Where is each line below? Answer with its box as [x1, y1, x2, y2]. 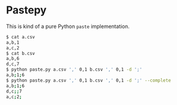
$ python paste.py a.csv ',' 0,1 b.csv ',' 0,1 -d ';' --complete [6, 77, 171, 83]
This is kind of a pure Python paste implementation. [6, 23, 130, 30]
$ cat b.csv [6, 50, 35, 56]
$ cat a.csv [6, 34, 35, 40]
